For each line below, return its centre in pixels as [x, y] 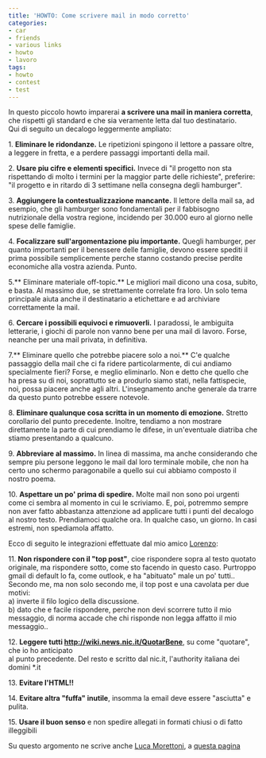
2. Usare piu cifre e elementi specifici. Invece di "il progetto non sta [120, 169]
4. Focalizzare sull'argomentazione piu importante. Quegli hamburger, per [132, 241]
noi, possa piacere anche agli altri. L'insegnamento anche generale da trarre [133, 389]
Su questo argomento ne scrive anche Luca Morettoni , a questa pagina [124, 746]
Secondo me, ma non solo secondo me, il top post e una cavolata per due [129, 585]
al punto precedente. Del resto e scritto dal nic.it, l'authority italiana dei [124, 659]
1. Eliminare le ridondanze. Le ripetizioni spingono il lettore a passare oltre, [131, 145]
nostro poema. [32, 479]
